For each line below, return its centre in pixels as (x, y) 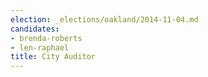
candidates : (35, 29)
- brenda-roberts (46, 38)
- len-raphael (40, 47)
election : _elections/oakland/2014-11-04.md (104, 19)
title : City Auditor (53, 57)
